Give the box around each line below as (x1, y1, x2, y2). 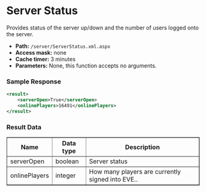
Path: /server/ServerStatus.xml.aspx (15, 42, 110, 50)
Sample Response (6, 77, 61, 86)
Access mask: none (15, 48, 67, 56)
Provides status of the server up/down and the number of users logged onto (6, 24, 199, 31)
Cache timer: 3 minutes (15, 55, 76, 63)
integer (55, 171, 76, 180)
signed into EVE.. (88, 175, 138, 184)
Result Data (6, 123, 42, 131)
